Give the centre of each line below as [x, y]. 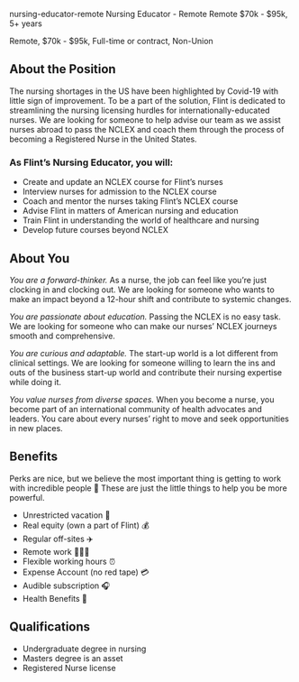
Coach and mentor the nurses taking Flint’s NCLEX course [130, 201]
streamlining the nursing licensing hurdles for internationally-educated [140, 110]
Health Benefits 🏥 [55, 598]
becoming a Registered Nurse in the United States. [103, 139]
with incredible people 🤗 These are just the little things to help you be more [149, 488]
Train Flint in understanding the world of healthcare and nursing [140, 220]
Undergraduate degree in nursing [84, 649]
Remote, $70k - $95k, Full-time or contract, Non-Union [111, 41]
